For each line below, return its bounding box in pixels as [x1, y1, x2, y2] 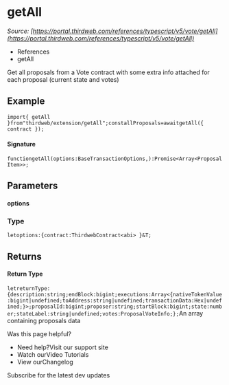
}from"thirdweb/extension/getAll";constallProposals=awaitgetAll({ [7, 120, 204, 126]
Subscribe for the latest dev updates [7, 371, 110, 379]
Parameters [7, 180, 58, 192]
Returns [7, 250, 43, 262]
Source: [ [7, 27, 33, 35]
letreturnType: [7, 285, 51, 292]
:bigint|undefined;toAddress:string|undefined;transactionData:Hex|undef [7, 297, 223, 304]
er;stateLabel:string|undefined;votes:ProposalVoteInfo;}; [7, 310, 180, 317]
